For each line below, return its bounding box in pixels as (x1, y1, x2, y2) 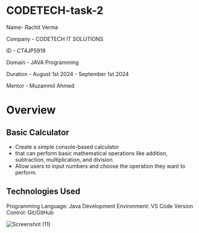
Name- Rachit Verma (6, 24, 58, 31)
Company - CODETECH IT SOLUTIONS (6, 35, 104, 42)
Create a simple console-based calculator (14, 143, 119, 150)
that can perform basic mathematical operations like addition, (14, 149, 168, 157)
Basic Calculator (6, 127, 69, 138)
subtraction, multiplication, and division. (14, 156, 115, 163)
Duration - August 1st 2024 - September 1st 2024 (6, 70, 129, 77)
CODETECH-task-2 (6, 4, 104, 18)
